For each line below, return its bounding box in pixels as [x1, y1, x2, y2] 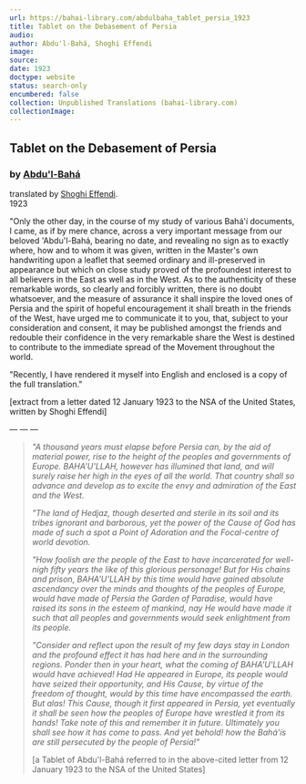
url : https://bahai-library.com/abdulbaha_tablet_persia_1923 [9, 13, 250, 23]
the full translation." [9, 378, 83, 389]
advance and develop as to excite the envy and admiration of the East [31, 480, 297, 490]
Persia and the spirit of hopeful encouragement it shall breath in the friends [9, 303, 291, 314]
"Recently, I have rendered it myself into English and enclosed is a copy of [9, 368, 288, 379]
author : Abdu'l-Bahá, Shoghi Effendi [9, 38, 153, 48]
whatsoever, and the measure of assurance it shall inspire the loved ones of [9, 293, 293, 304]
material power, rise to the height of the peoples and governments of [31, 450, 291, 461]
